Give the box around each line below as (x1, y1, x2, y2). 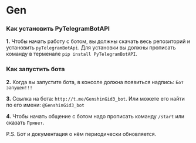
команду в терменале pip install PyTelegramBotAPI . (6, 51, 138, 58)
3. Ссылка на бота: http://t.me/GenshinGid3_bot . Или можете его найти (6, 95, 185, 102)
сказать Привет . (6, 119, 45, 126)
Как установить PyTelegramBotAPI (6, 25, 110, 33)
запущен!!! (6, 85, 33, 91)
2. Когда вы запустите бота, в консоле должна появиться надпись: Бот (6, 78, 184, 85)
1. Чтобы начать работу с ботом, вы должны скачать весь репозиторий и (6, 38, 191, 45)
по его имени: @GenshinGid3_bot (6, 101, 85, 108)
